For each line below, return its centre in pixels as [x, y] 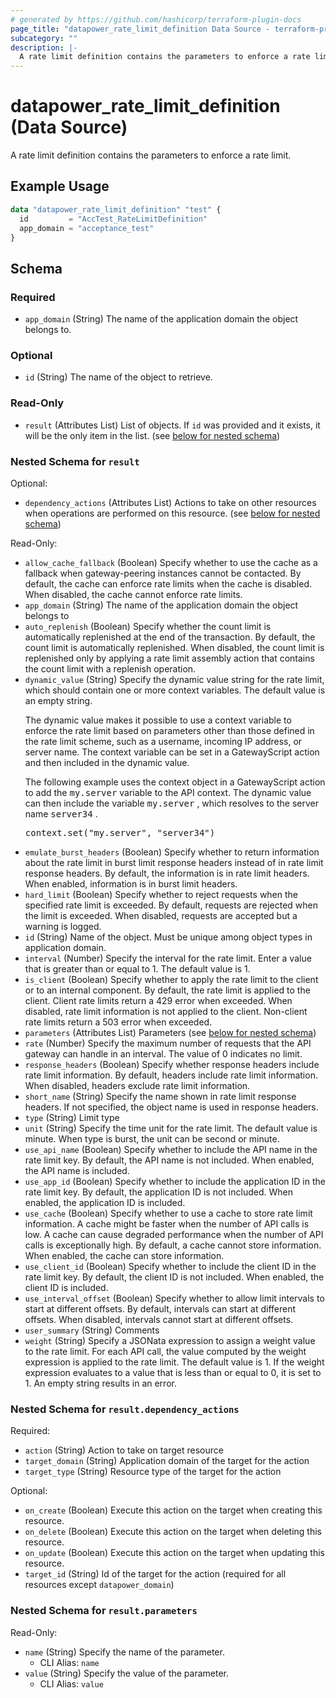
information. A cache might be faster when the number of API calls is [167, 1223]
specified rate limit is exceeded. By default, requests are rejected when [171, 905]
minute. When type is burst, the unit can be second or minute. [152, 1138]
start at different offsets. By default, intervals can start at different [160, 1308]
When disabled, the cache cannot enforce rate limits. [133, 594]
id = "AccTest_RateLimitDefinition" [113, 219]
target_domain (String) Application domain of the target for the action [167, 1461]
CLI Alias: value [71, 1683]
